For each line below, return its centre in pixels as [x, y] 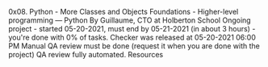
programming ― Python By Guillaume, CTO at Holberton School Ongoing [130, 20]
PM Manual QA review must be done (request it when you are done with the [134, 46]
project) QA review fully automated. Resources [86, 54]
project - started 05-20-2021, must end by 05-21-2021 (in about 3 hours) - [132, 29]
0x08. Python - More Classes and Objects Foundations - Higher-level [124, 12]
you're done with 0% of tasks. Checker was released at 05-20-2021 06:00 [132, 37]
